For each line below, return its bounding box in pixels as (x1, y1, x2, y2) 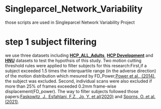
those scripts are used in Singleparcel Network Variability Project (5, 19, 135, 25)
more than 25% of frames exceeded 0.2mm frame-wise (5, 83, 116, 89)
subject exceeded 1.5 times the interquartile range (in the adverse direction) (5, 68, 157, 74)
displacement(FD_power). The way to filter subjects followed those (5, 88, 139, 94)
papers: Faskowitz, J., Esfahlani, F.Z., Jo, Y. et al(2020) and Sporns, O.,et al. (5, 93, 156, 99)
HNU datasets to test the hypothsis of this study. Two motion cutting (5, 57, 142, 63)
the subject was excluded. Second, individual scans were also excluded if (5, 78, 152, 84)
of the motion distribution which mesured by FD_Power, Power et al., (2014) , (5, 73, 156, 78)
